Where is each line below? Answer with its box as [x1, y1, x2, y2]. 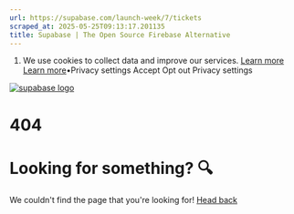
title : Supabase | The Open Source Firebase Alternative [9, 30, 231, 39]
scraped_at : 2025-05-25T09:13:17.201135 [9, 22, 166, 31]
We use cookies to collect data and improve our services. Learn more [22, 56, 285, 66]
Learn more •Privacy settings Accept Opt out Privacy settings [22, 65, 253, 76]
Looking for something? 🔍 [9, 158, 214, 178]
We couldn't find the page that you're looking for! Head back [9, 194, 237, 205]
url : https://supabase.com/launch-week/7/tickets [9, 13, 203, 23]
